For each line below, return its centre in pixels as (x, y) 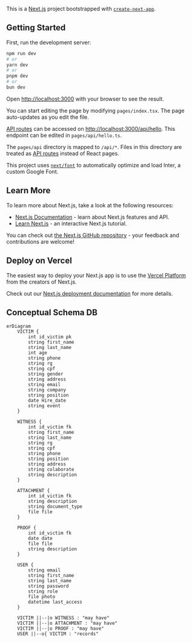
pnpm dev (17, 76)
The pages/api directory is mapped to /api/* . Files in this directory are (94, 147)
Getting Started (36, 28)
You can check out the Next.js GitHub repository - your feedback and (93, 235)
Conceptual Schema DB (52, 312)
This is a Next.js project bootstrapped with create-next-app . (81, 9)
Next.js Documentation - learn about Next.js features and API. (92, 217)
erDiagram (19, 327)
